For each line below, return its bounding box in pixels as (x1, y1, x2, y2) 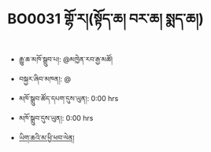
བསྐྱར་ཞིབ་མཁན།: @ (18, 74, 72, 83)
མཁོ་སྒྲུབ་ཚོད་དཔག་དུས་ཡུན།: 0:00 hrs (18, 93, 119, 103)
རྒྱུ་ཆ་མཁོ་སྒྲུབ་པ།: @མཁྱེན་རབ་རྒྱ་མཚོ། (18, 54, 113, 63)
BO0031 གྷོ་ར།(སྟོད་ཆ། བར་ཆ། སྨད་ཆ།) (7, 10, 204, 28)
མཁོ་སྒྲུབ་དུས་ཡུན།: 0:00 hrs (18, 113, 94, 122)
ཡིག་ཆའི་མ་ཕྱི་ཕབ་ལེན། (18, 132, 75, 142)
